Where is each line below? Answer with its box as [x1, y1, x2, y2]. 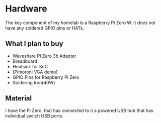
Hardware [5, 3, 47, 15]
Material [5, 94, 32, 103]
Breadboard [12, 58, 38, 64]
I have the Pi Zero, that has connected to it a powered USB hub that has [5, 107, 153, 113]
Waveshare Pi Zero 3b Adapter [12, 53, 76, 59]
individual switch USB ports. [5, 112, 64, 118]
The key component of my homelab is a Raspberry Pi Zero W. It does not [5, 20, 156, 26]
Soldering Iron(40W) [12, 79, 55, 85]
